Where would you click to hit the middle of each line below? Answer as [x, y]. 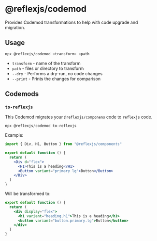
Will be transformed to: [28, 194]
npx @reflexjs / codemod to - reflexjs [41, 126]
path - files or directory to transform [48, 68]
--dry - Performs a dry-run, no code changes [57, 73]
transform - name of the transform [46, 63]
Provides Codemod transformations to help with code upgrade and [71, 22]
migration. [15, 27]
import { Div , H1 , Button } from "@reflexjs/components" [64, 144]
